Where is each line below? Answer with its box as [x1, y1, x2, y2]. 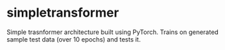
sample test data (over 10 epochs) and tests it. [6, 35, 141, 43]
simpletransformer [6, 5, 119, 21]
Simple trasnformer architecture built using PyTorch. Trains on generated [6, 28, 219, 36]
